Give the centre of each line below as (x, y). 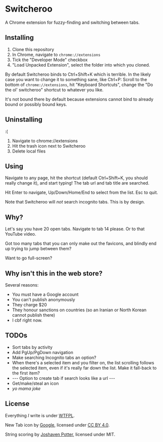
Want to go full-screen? (29, 258)
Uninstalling (24, 120)
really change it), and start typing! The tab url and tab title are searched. (77, 183)
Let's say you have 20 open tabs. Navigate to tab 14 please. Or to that (75, 229)
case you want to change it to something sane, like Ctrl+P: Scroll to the (76, 79)
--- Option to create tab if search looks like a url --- (63, 378)
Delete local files (29, 151)
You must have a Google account (45, 294)
